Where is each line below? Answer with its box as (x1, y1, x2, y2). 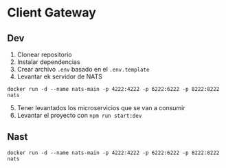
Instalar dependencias (16, 58, 80, 66)
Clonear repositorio (16, 50, 72, 59)
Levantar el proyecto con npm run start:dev (16, 112, 142, 119)
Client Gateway (7, 5, 96, 21)
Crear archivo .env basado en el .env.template (16, 65, 150, 73)
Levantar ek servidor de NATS (16, 72, 103, 81)
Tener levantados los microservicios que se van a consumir (16, 104, 185, 112)
